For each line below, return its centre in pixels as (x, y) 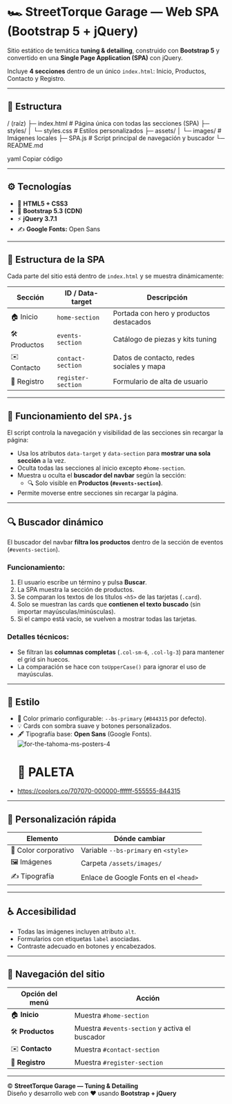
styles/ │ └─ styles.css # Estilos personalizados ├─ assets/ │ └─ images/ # (115, 130)
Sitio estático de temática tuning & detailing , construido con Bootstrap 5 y (113, 50)
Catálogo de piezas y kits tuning (165, 339)
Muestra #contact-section (117, 1049)
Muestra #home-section (112, 1016)
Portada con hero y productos (162, 313)
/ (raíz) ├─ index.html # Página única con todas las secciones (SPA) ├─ (108, 123)
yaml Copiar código (35, 159)
